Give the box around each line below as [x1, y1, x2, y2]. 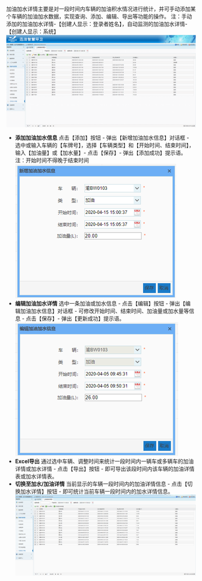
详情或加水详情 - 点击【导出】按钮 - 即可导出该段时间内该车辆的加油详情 [14, 465, 195, 473]
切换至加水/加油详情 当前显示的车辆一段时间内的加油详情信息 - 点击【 [14, 480, 188, 488]
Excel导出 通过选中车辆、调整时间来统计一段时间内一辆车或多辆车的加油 [14, 457, 194, 465]
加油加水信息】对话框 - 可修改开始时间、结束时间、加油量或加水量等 [20, 307, 189, 315]
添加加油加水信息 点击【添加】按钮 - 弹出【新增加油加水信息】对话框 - [14, 134, 189, 142]
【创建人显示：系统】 [6, 28, 59, 35]
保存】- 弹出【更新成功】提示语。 [41, 315, 125, 322]
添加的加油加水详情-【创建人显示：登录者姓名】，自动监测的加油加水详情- [6, 20, 188, 27]
